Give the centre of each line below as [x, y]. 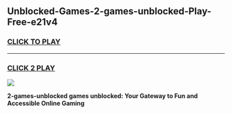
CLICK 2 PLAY [31, 68]
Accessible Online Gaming [46, 103]
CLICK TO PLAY [34, 42]
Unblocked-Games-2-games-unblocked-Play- [109, 11]
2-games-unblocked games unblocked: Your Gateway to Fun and [103, 95]
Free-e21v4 [32, 22]
